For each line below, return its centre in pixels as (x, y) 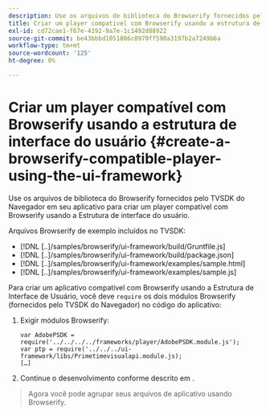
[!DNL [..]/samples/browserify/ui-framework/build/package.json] (127, 255)
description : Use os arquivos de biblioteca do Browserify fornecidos (129, 16)
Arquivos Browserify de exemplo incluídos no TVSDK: (97, 231)
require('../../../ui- (94, 349)
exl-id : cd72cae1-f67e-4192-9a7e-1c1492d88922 (88, 31)
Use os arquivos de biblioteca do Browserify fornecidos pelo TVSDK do (127, 198)
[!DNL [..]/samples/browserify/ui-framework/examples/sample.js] (128, 272)
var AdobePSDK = (47, 335)
